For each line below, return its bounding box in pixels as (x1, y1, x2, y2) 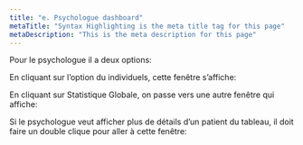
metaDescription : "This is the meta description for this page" (9, 30, 257, 39)
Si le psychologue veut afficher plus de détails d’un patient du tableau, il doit (9, 116, 294, 127)
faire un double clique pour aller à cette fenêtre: (9, 126, 187, 137)
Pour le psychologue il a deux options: (9, 55, 152, 66)
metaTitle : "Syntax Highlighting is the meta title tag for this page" (9, 22, 285, 31)
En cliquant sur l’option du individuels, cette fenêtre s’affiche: (9, 72, 237, 83)
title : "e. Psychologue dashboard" (9, 13, 144, 23)
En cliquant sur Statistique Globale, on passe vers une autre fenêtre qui (9, 89, 275, 100)
